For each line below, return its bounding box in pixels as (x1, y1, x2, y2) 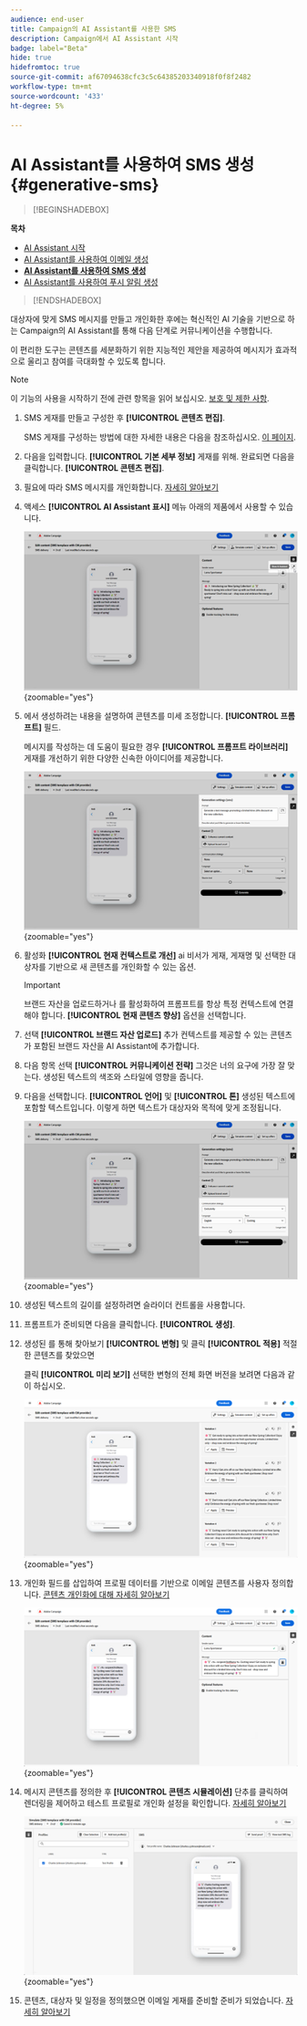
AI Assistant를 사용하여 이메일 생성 (23, 254, 149, 265)
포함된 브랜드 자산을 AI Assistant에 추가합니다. (33, 1040, 200, 1051)
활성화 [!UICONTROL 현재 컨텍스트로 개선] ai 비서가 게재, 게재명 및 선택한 (23, 950, 287, 961)
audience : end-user (10, 15, 85, 24)
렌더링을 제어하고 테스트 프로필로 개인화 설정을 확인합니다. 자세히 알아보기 (23, 1797, 287, 1808)
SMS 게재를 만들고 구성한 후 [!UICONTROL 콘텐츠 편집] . (23, 412, 226, 423)
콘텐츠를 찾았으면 (33, 1350, 95, 1361)
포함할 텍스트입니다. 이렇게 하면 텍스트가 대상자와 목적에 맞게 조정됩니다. (23, 1102, 281, 1113)
